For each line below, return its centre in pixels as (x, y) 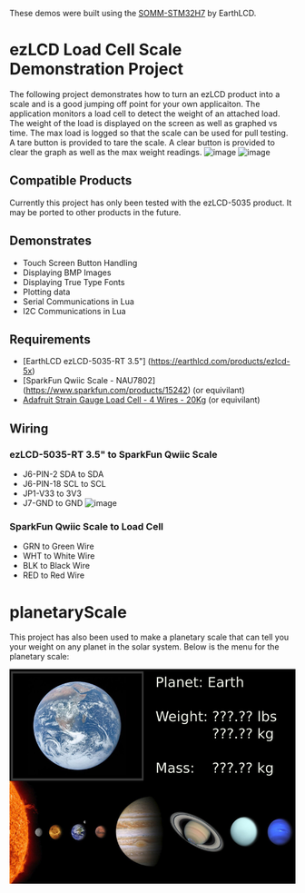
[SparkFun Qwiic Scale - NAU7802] (89, 381)
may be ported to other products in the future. (95, 212)
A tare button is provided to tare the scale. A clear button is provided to (142, 142)
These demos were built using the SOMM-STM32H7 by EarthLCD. (133, 13)
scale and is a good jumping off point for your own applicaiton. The (135, 104)
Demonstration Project (97, 69)
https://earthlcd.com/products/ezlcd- (220, 362)
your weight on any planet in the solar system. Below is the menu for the (144, 647)
